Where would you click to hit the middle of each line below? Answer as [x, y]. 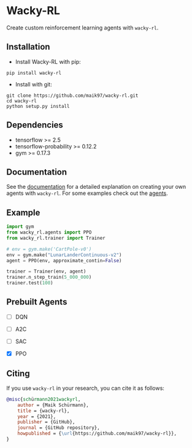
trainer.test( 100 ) [30, 283]
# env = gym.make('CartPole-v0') [49, 249]
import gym [20, 227]
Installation [28, 47]
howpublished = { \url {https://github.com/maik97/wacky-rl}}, [97, 434]
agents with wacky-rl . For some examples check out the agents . [87, 193]
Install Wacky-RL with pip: [48, 61]
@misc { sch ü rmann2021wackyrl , [44, 399]
